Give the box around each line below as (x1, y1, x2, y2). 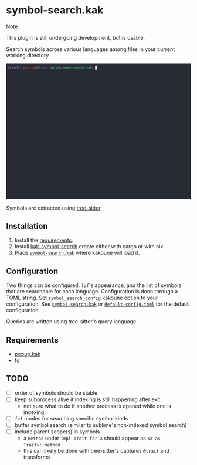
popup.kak (14, 351, 41, 358)
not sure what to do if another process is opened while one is (23, 402, 172, 409)
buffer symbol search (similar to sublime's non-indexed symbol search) (14, 422, 187, 429)
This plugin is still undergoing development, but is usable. (6, 34, 145, 41)
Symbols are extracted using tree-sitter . (6, 204, 103, 211)
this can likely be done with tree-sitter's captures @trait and (23, 447, 170, 454)
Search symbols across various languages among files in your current (6, 45, 175, 53)
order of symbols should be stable (14, 389, 98, 396)
